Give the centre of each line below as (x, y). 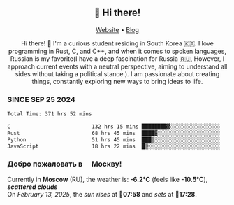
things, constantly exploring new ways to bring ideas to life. (117, 81)
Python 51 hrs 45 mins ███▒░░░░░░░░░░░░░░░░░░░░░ (114, 140)
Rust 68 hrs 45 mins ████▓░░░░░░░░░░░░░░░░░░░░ (114, 133)
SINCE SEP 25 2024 (41, 99)
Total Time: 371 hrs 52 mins (50, 114)
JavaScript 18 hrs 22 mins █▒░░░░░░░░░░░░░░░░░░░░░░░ (114, 146)
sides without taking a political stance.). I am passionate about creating (117, 73)
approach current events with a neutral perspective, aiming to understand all (117, 66)
